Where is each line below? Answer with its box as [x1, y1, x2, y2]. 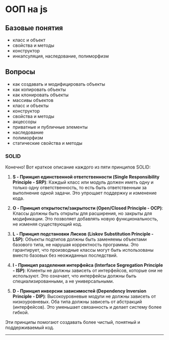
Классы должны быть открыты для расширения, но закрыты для [12, 210, 152, 216]
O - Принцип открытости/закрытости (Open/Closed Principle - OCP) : [12, 205, 163, 211]
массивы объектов [12, 97, 54, 103]
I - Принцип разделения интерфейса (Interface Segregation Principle [12, 262, 163, 268]
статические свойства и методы [12, 140, 83, 146]
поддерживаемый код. [5, 324, 54, 331]
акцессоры [12, 119, 37, 125]
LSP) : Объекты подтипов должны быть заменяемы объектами [12, 236, 147, 243]
